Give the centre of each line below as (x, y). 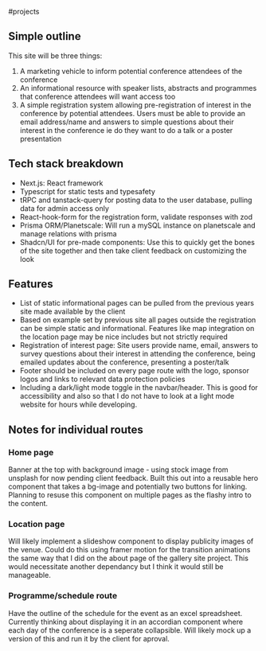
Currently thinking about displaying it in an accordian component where (126, 622)
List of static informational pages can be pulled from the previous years (137, 303)
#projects (24, 12)
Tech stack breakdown (66, 164)
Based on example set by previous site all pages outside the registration (138, 320)
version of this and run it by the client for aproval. (89, 638)
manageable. (30, 575)
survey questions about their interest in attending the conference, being (138, 354)
